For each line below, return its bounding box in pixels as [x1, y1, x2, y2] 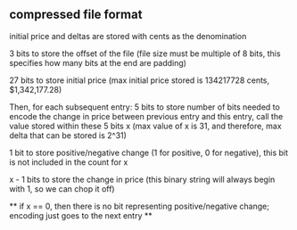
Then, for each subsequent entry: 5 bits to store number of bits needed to [9, 102, 281, 112]
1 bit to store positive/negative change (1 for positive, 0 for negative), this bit [9, 147, 288, 158]
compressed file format [9, 7, 143, 22]
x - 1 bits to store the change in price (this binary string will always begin [9, 174, 276, 185]
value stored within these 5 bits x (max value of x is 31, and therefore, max [9, 120, 283, 131]
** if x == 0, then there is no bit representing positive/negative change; [9, 201, 270, 211]
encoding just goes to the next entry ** [9, 209, 153, 221]
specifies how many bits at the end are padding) [9, 57, 187, 68]
